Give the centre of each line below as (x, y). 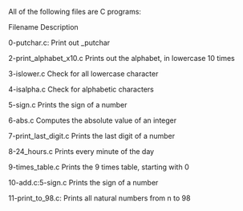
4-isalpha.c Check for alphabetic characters (81, 89)
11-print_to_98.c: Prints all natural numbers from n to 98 (99, 198)
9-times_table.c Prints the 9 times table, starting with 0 (99, 167)
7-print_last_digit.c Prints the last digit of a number (92, 136)
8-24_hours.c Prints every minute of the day (81, 151)
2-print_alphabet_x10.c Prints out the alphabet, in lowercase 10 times (121, 58)
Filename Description (43, 27)
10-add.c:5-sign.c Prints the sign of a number (83, 183)
